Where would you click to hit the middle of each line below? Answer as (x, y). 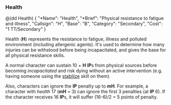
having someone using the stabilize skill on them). (58, 76)
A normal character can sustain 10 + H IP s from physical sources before (81, 66)
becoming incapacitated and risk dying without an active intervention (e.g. (84, 71)
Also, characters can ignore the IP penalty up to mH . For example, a (77, 86)
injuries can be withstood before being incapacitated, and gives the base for (86, 50)
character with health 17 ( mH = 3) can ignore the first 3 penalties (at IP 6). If (85, 92)
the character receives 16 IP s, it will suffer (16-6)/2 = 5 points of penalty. (81, 97)
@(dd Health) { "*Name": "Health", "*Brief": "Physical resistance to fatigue (84, 18)
